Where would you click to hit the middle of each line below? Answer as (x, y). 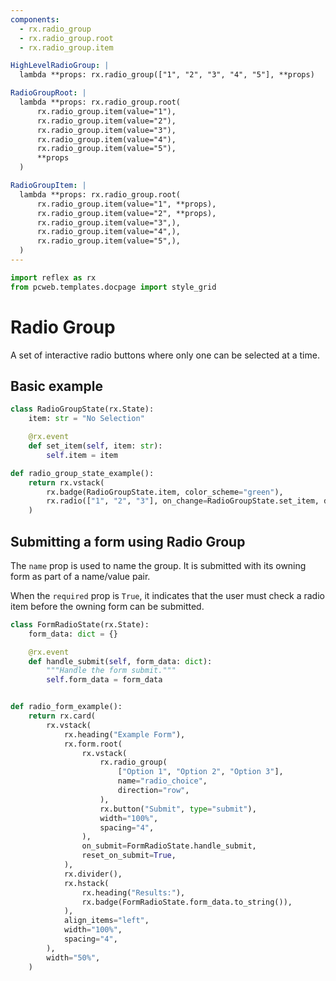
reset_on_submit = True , (129, 856)
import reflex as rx (53, 277)
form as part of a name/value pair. (80, 576)
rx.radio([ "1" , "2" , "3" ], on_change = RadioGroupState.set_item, (183, 501)
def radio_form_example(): (66, 707)
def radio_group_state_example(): (82, 473)
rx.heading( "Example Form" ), (124, 734)
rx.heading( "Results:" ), (133, 892)
